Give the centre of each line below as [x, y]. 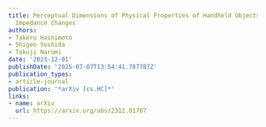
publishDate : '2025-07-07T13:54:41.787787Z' [83, 67]
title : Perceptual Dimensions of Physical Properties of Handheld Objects [134, 15]
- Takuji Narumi [35, 52]
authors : [23, 30]
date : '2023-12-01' [40, 60]
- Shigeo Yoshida [37, 45]
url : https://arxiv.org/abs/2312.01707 [81, 111]
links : [19, 96]
